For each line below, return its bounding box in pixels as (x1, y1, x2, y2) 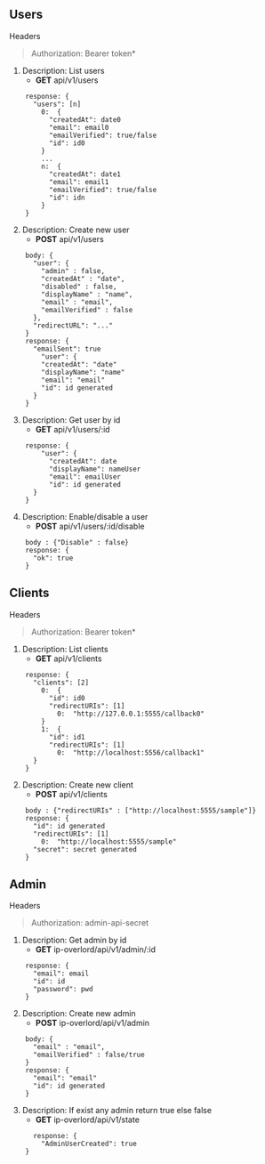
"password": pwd (32, 985, 93, 994)
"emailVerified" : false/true (32, 1050, 145, 1060)
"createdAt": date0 (48, 115, 122, 124)
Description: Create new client (21, 779, 133, 790)
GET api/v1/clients (35, 653, 102, 664)
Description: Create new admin (21, 1008, 136, 1019)
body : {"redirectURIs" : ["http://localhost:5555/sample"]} (25, 805, 256, 815)
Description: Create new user (21, 224, 131, 235)
